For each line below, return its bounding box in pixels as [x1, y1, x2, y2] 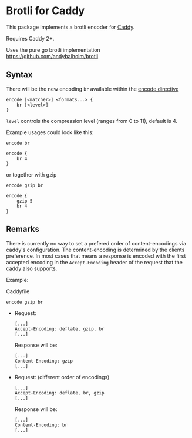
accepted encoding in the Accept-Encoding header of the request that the [6, 258, 183, 266]
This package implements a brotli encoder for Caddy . [6, 24, 135, 31]
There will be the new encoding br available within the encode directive [6, 85, 179, 92]
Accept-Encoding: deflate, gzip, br [14, 326, 105, 332]
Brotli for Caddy [6, 4, 85, 18]
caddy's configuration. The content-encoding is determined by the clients [6, 246, 185, 253]
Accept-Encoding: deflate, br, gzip [14, 390, 105, 396]
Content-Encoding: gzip [14, 358, 73, 364]
